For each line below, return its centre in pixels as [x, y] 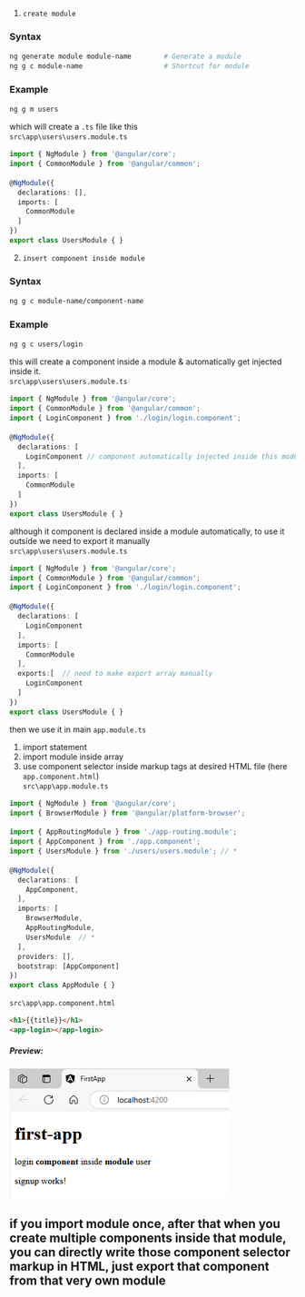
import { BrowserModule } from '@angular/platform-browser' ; [128, 813]
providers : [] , [46, 956]
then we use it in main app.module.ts [78, 729]
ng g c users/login [46, 344]
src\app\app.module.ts [65, 786]
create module [49, 14]
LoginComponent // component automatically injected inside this [152, 456]
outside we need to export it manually [80, 540]
